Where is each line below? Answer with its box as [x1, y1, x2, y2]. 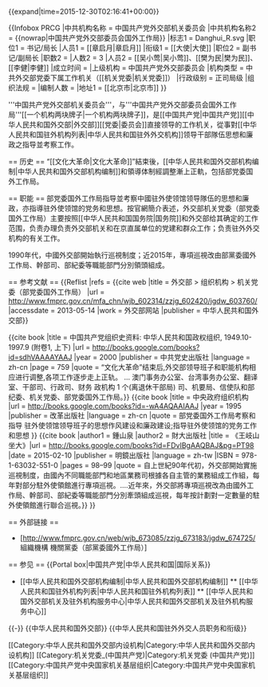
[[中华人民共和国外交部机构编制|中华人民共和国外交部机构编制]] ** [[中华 [19, 577, 258, 586]
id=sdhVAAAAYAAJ [8, 352, 73, 362]
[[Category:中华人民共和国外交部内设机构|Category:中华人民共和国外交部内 [8, 641, 255, 650]
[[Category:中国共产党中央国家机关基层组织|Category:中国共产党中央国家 [8, 661, 249, 669]
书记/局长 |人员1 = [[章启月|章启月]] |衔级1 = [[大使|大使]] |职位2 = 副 [26, 43, 250, 53]
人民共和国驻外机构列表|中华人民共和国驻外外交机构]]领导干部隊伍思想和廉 [8, 130, 254, 139]
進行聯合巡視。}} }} [35, 501, 96, 509]
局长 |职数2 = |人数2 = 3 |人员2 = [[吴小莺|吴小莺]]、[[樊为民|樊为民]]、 [25, 53, 258, 62]
